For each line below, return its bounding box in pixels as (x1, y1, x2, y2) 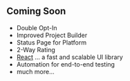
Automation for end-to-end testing (16, 60, 115, 68)
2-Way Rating (16, 45, 56, 54)
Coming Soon (6, 5, 66, 17)
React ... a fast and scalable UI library (16, 53, 124, 61)
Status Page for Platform (16, 38, 87, 47)
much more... (16, 67, 55, 76)
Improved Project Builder (16, 31, 88, 39)
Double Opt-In (16, 23, 57, 32)
